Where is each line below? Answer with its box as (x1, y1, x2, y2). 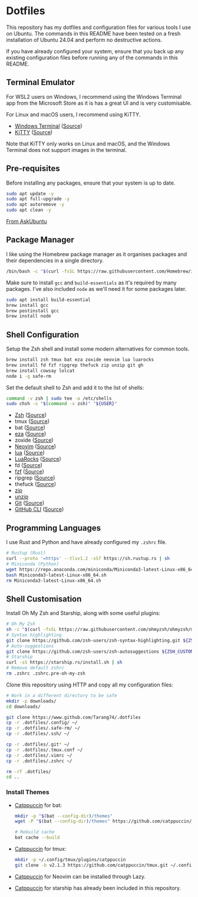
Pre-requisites (6, 164, 60, 174)
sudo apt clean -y (6, 207, 51, 213)
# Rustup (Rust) (6, 550, 46, 556)
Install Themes (6, 788, 49, 796)
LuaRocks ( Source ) (14, 455, 62, 462)
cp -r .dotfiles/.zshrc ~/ (6, 758, 72, 764)
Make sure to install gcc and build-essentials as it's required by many (6, 279, 177, 286)
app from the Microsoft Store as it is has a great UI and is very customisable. (6, 99, 192, 106)
